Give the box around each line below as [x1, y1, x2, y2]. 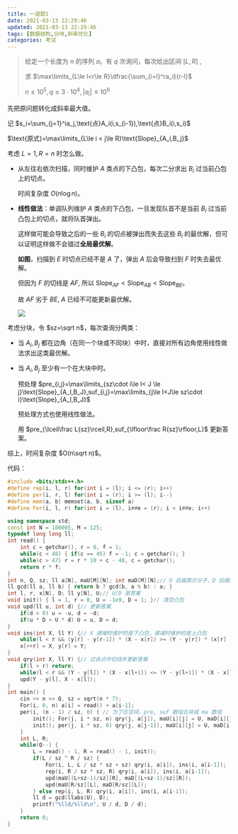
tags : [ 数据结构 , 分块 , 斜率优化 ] [7, 30, 92, 38]
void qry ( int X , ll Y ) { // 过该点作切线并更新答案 [7, 656, 149, 663]
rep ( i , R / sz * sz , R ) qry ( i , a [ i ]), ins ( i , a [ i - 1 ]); [45, 767, 211, 775]
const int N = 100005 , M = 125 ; [7, 524, 103, 531]
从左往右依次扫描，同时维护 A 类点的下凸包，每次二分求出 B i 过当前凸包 [17, 164, 227, 174]
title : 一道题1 [7, 10, 49, 18]
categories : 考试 [7, 37, 57, 44]
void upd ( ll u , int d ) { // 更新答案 [7, 604, 111, 611]
